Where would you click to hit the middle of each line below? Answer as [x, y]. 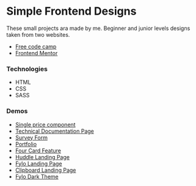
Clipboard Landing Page [45, 170]
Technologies [27, 69]
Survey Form [31, 137]
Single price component [45, 124]
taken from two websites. [38, 34]
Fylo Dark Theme [37, 176]
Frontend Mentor [36, 53]
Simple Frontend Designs [71, 11]
